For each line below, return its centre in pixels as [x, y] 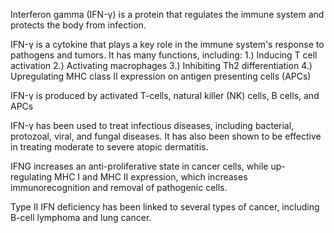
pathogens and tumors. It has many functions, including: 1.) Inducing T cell [164, 55]
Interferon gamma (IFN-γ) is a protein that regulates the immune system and [167, 14]
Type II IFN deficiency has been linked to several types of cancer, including [165, 207]
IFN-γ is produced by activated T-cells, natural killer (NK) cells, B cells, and [165, 95]
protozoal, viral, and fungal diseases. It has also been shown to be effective [166, 136]
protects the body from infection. [78, 25]
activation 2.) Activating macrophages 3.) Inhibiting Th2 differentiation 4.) [161, 65]
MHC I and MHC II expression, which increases [151, 177]
